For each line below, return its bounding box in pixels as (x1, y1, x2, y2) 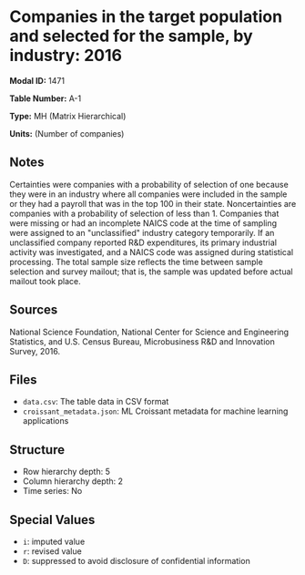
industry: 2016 (9, 46, 123, 66)
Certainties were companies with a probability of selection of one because (9, 179, 289, 190)
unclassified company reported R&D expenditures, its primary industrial (9, 237, 278, 248)
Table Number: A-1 (9, 93, 82, 104)
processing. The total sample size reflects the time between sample (9, 256, 264, 267)
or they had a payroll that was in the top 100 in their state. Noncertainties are (9, 198, 297, 209)
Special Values (9, 512, 96, 528)
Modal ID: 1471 (9, 75, 66, 86)
